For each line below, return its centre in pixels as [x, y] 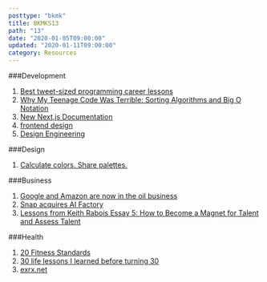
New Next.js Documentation [66, 117]
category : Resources [43, 53]
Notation [34, 108]
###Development [37, 76]
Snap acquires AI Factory [62, 204]
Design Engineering [53, 134]
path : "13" [26, 30]
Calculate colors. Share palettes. [74, 165]
